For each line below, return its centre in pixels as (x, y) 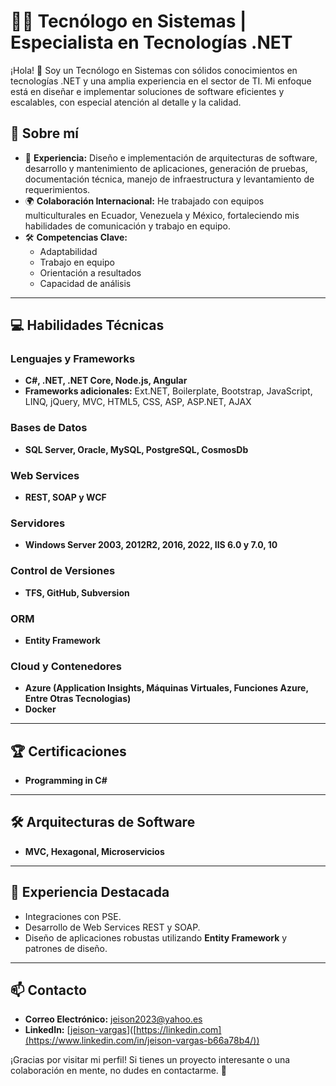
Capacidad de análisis (85, 283)
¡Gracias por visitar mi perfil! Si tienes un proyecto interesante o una (150, 1060)
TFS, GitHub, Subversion (77, 592)
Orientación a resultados (90, 272)
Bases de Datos (49, 428)
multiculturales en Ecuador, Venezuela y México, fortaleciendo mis (162, 215)
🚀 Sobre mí (44, 133)
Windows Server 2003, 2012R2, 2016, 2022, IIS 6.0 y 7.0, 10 (151, 545)
